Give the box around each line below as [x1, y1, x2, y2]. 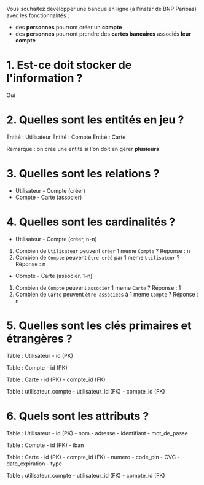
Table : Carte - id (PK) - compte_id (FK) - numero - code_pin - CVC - [6, 453, 180, 460]
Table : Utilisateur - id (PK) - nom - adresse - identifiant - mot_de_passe [6, 429, 189, 437]
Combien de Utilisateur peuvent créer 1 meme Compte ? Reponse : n [15, 247, 190, 254]
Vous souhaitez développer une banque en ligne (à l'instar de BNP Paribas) [6, 6, 197, 12]
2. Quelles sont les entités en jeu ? [6, 113, 184, 127]
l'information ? [6, 71, 83, 85]
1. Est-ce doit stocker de [6, 58, 132, 72]
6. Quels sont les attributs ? [6, 409, 149, 423]
